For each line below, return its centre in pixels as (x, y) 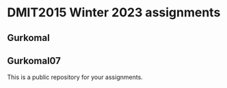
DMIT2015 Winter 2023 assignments (114, 13)
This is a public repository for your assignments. (75, 77)
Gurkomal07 (34, 60)
